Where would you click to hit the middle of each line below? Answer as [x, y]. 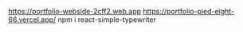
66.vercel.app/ [32, 20]
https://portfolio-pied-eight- [189, 11]
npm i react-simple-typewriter [107, 20]
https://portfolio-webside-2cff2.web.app [75, 11]
